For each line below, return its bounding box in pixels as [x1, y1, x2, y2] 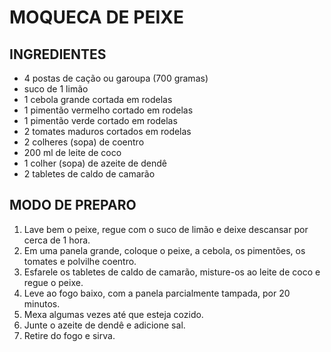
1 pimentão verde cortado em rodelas [23, 115, 178, 126]
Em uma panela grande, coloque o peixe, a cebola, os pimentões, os [23, 244, 306, 256]
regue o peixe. [23, 276, 84, 288]
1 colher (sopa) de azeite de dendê [23, 157, 167, 169]
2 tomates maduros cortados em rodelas [23, 126, 192, 137]
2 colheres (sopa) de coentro [23, 136, 145, 148]
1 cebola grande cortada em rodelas [23, 94, 173, 105]
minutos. [23, 297, 61, 310]
